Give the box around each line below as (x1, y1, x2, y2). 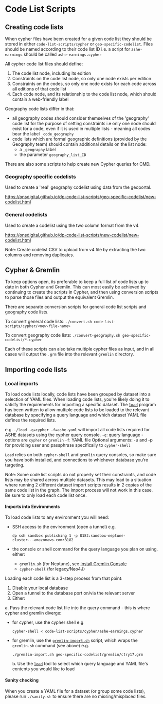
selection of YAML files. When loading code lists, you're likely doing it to (5, 396, 150, 402)
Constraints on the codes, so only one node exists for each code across (12, 81, 157, 87)
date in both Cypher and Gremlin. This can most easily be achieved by (5, 284, 146, 290)
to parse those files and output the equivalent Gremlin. (5, 294, 114, 300)
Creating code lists (5, 23, 64, 31)
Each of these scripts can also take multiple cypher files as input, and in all (5, 346, 155, 352)
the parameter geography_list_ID (19, 152, 87, 157)
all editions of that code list (12, 86, 67, 91)
